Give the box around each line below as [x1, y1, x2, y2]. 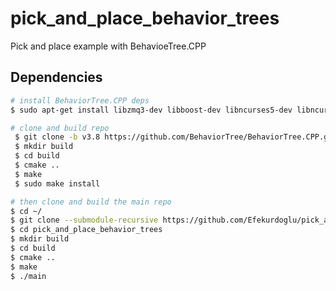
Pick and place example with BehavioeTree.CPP [10, 40, 207, 52]
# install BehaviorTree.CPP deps [10, 95, 150, 106]
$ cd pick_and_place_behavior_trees [10, 225, 163, 235]
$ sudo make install [14, 178, 101, 189]
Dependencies [10, 69, 103, 86]
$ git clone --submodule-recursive [10, 215, 159, 226]
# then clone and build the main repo [10, 197, 172, 207]
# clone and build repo [10, 123, 110, 133]
